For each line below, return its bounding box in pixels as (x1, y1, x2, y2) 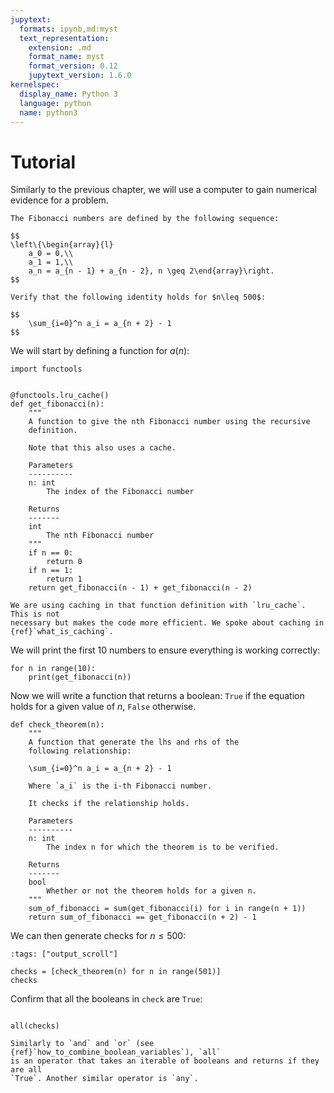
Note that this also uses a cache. (28, 443, 177, 453)
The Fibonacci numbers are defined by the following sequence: (10, 214, 280, 224)
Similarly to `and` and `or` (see (10, 1039, 155, 1049)
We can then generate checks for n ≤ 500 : (10, 930, 187, 942)
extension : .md (28, 42, 92, 53)
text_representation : (19, 33, 110, 43)
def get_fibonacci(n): (10, 399, 105, 410)
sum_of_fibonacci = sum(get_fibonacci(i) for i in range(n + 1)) (28, 904, 307, 914)
